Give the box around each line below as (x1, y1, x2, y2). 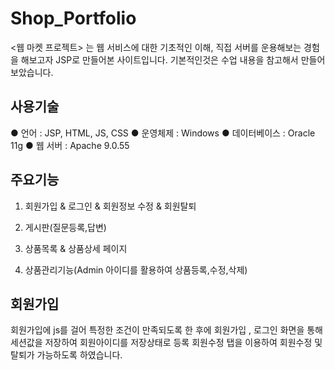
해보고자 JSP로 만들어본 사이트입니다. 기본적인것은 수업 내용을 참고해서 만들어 (20, 53, 326, 66)
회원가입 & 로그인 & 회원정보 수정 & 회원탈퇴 (24, 200, 197, 212)
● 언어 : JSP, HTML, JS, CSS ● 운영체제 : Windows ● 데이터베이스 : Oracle (10, 127, 316, 139)
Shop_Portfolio (10, 7, 137, 30)
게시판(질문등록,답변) (24, 221, 107, 233)
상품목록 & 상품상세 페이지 (24, 242, 128, 254)
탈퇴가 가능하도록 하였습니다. (10, 349, 123, 361)
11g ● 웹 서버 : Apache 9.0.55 (10, 139, 130, 151)
